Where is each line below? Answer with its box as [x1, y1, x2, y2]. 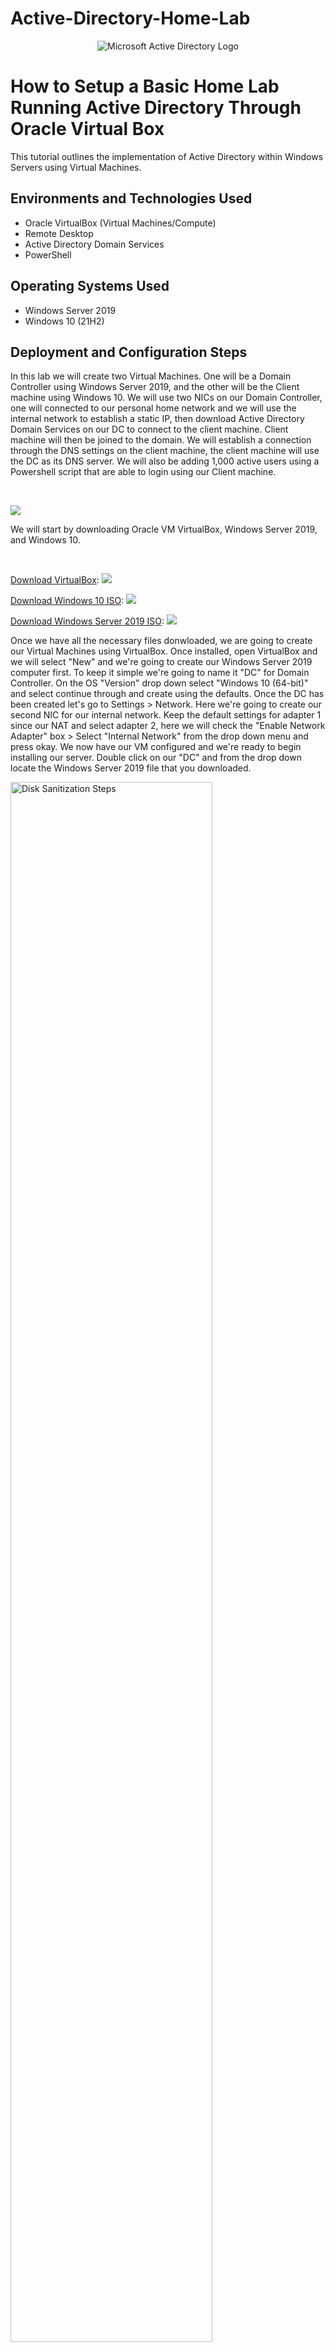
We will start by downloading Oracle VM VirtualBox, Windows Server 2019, [10, 523, 318, 536]
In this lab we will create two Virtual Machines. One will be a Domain [10, 370, 292, 382]
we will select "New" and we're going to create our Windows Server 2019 [10, 656, 313, 668]
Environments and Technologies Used [10, 190, 253, 207]
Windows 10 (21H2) [24, 315, 105, 327]
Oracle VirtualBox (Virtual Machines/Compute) [24, 217, 217, 229]
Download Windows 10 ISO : [10, 595, 125, 607]
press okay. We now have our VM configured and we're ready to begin [10, 741, 302, 753]
